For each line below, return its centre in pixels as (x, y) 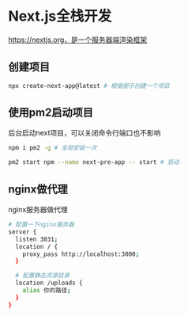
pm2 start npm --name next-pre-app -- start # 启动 (94, 162)
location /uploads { (49, 283)
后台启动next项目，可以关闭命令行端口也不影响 (85, 133)
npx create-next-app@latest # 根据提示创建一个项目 (89, 86)
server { (23, 232)
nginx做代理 (38, 189)
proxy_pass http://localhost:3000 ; (81, 254)
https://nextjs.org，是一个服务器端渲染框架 (78, 40)
